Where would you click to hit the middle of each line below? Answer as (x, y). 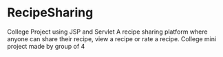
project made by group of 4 (46, 46)
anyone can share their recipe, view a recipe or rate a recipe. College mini (112, 38)
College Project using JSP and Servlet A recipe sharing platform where (107, 32)
